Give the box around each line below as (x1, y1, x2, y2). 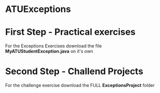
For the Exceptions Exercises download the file (5, 43, 102, 49)
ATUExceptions (5, 3, 71, 15)
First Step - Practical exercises (5, 26, 136, 38)
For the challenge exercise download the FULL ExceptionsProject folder (5, 82, 155, 88)
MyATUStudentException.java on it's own (5, 48, 94, 54)
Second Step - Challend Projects (5, 66, 143, 77)
